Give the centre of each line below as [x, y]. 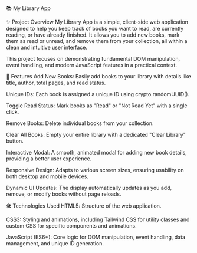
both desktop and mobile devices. [47, 176]
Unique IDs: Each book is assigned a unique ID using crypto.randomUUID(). [98, 94]
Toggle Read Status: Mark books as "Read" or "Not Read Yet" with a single [97, 106]
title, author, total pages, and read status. [56, 83]
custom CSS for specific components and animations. [71, 226]
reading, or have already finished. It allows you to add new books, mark [93, 35]
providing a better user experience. [49, 159]
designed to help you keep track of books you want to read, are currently [95, 29]
